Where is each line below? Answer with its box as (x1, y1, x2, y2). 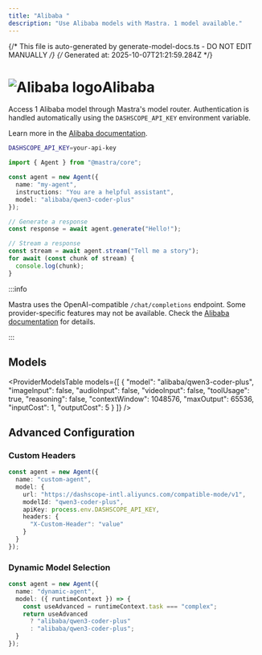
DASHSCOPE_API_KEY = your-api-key (8, 144, 117, 153)
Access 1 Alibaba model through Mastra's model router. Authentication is (8, 104, 249, 114)
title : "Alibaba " (8, 11, 70, 20)
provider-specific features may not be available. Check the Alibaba (8, 308, 230, 317)
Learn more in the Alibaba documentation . (8, 129, 148, 138)
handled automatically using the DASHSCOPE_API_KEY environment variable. (8, 113, 252, 123)
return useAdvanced (23, 610, 88, 618)
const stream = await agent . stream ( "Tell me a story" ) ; (8, 247, 199, 256)
